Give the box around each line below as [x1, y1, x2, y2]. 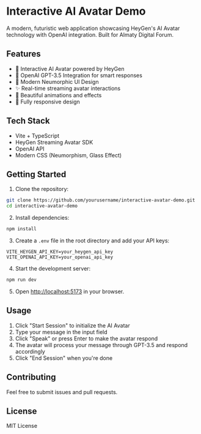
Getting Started [6, 169, 67, 179]
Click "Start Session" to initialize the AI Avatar [15, 321, 130, 329]
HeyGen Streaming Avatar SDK [15, 138, 93, 146]
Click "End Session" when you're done [15, 354, 113, 362]
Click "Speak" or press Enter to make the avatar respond [15, 335, 158, 342]
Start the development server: [15, 265, 91, 272]
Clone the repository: [15, 185, 69, 193]
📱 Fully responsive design [15, 98, 81, 105]
